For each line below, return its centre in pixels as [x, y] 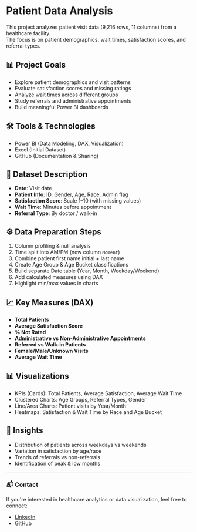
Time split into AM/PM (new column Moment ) [67, 252]
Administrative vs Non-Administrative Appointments [80, 338]
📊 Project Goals [36, 65]
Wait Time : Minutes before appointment [63, 207]
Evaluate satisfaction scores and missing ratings [73, 88]
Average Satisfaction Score [49, 326]
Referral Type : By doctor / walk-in [56, 213]
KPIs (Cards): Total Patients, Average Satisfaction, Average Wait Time [98, 393]
